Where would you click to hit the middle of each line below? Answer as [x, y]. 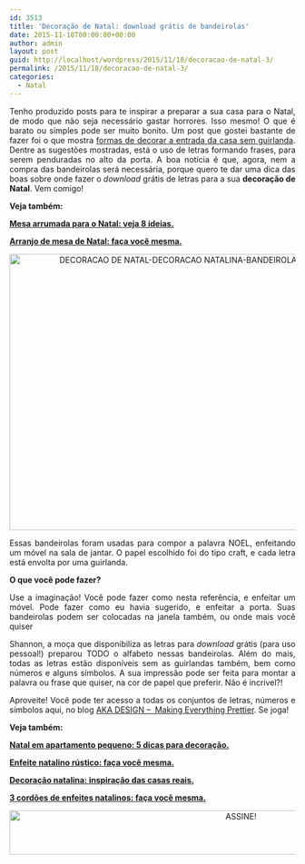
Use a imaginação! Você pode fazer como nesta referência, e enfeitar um [152, 597]
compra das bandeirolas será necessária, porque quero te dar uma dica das [152, 169]
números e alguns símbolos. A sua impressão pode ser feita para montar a [152, 673]
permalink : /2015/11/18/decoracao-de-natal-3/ [99, 69]
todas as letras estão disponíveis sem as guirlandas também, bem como [152, 663]
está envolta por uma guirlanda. [69, 562]
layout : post [34, 52]
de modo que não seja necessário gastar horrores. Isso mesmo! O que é [152, 121]
